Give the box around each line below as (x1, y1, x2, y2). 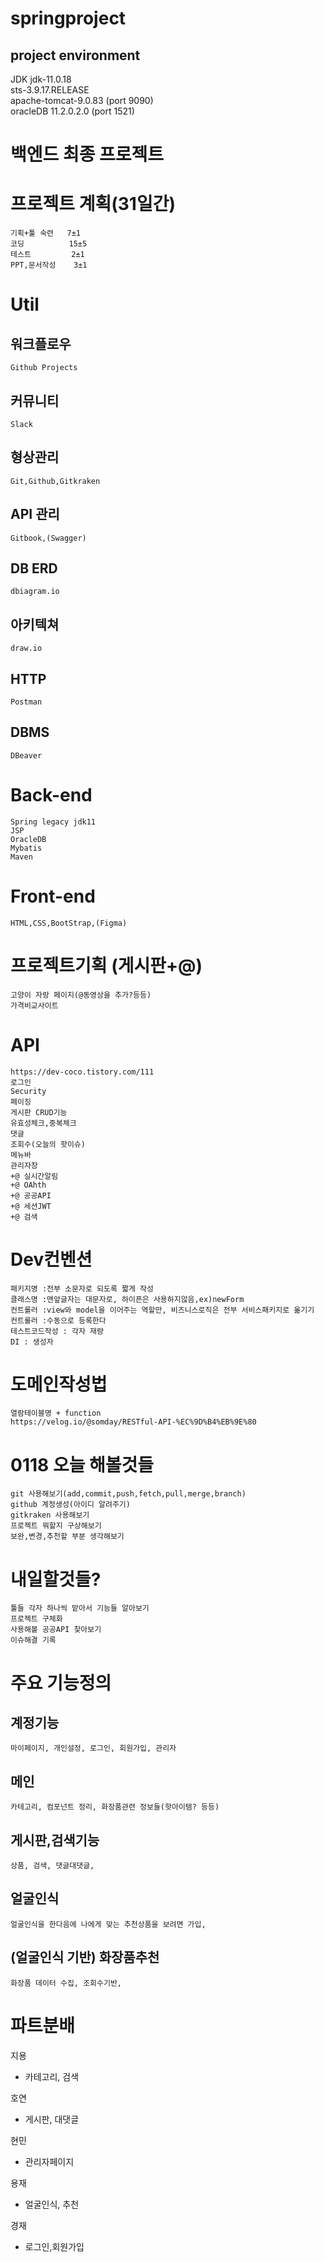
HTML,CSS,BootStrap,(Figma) (10, 918, 128, 928)
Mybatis (10, 843, 43, 853)
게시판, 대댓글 (24, 2113, 80, 2125)
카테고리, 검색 (24, 2070, 80, 2082)
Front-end (10, 885, 96, 907)
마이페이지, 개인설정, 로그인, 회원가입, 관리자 (10, 1743, 177, 1754)
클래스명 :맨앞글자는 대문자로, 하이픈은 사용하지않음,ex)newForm (10, 1294, 245, 1304)
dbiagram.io (10, 587, 60, 597)
